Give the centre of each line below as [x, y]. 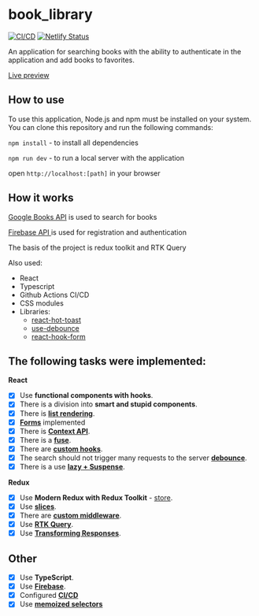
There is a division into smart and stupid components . [109, 404]
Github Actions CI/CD [54, 295]
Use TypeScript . [46, 577]
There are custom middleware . [70, 516]
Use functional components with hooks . [86, 395]
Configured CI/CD [49, 596]
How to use [36, 100]
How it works [41, 198]
